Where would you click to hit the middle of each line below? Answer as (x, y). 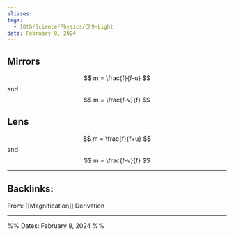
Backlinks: (31, 189)
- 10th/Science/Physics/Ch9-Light (63, 26)
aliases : (20, 14)
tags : (15, 20)
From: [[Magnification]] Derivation (56, 206)
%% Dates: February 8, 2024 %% (56, 225)
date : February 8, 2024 (42, 33)
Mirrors (24, 61)
